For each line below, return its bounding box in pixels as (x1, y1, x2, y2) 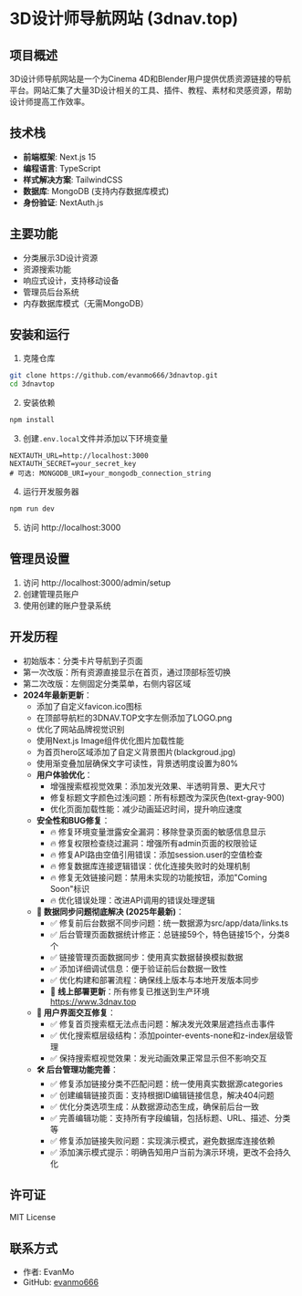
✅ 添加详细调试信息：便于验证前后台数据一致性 (49, 963, 228, 974)
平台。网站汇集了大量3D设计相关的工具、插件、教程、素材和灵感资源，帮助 (9, 85, 292, 96)
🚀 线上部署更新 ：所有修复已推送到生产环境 (49, 986, 210, 997)
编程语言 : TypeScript (22, 162, 101, 173)
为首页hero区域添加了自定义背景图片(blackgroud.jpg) (36, 746, 236, 757)
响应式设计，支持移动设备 (22, 275, 120, 285)
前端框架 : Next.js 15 (22, 151, 97, 162)
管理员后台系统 (22, 286, 79, 297)
